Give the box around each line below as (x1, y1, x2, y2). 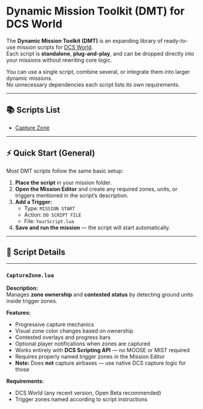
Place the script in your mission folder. (14, 178, 112, 186)
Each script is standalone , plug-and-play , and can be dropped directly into (6, 50, 195, 57)
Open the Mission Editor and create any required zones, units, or (14, 185, 178, 192)
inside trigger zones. (6, 297, 57, 304)
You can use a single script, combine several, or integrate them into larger (6, 68, 190, 75)
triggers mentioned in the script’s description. (14, 192, 129, 199)
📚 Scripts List (6, 105, 60, 116)
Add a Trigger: (14, 198, 53, 205)
